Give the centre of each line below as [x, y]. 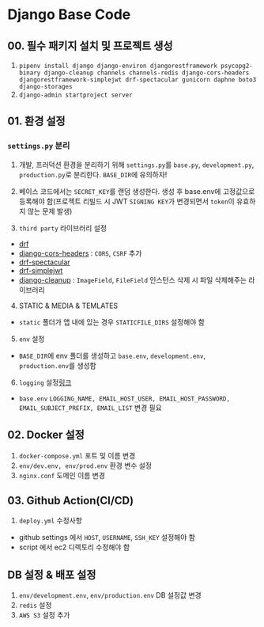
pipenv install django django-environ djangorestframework [118, 66]
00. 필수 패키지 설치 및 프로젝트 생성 [90, 46]
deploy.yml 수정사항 [50, 521]
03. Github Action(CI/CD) [71, 500]
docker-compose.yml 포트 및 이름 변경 [77, 455]
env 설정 [32, 339]
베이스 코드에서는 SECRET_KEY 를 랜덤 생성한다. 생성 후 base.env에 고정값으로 [137, 191]
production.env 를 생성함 [57, 365]
